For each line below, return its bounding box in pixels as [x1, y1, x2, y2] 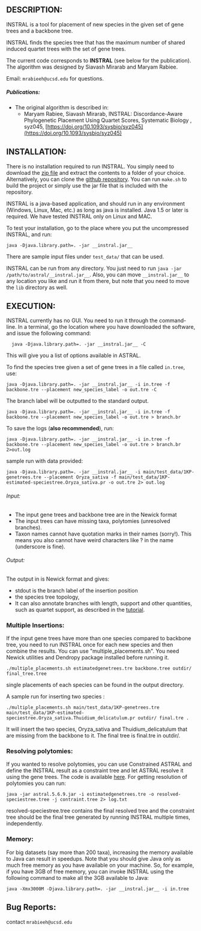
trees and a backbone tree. [6, 27, 73, 34]
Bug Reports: [6, 902, 56, 912]
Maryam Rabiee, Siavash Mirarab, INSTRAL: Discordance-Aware [23, 110, 183, 117]
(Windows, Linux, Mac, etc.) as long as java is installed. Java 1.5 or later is [6, 206, 189, 213]
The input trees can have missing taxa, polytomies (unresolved [14, 517, 170, 525]
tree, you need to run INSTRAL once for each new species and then [6, 641, 173, 649]
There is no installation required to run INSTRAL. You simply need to [6, 162, 175, 170]
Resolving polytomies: [6, 747, 73, 755]
